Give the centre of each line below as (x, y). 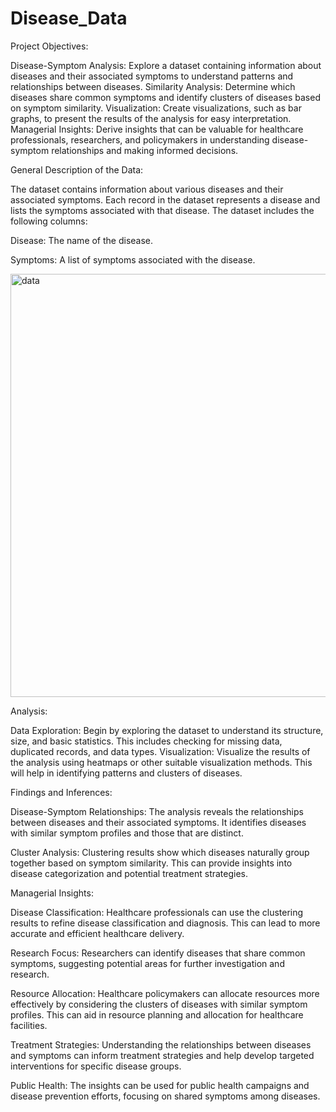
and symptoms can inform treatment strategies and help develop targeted (162, 1055)
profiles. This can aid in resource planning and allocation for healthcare (157, 1014)
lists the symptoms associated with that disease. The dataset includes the (162, 210)
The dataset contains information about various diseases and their (147, 189)
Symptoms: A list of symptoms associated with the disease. (133, 259)
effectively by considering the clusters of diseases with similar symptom (159, 1004)
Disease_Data (69, 18)
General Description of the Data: (77, 169)
